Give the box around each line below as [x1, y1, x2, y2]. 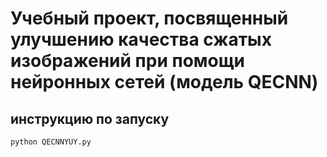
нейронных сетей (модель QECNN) [10, 71, 319, 94]
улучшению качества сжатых [10, 28, 272, 51]
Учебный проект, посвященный [10, 7, 289, 30]
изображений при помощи [10, 50, 246, 72]
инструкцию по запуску [10, 110, 170, 127]
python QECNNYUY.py [10, 137, 92, 147]
